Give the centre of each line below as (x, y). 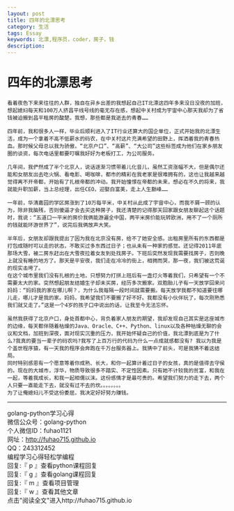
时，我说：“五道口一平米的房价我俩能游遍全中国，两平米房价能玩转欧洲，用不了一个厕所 (115, 218)
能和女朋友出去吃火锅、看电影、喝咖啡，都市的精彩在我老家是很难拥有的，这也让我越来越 (116, 174)
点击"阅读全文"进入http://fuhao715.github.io (70, 500)
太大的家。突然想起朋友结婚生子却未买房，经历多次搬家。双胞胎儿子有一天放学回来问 (121, 283)
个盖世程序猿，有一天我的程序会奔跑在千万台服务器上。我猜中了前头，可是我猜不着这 (111, 348)
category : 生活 (28, 26)
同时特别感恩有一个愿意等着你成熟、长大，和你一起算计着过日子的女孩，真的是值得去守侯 (116, 363)
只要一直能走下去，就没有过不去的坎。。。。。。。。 (68, 385)
